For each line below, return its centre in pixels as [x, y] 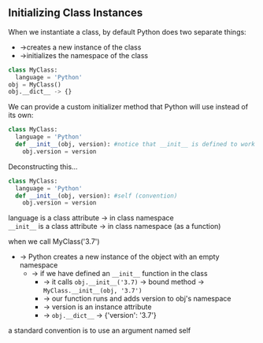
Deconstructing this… [43, 166]
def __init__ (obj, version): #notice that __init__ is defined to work [135, 145]
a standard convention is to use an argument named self [100, 330]
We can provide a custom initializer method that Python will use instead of [128, 107]
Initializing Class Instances [76, 13]
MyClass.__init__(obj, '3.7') [93, 291]
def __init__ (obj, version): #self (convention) [96, 196]
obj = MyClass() [35, 85]
